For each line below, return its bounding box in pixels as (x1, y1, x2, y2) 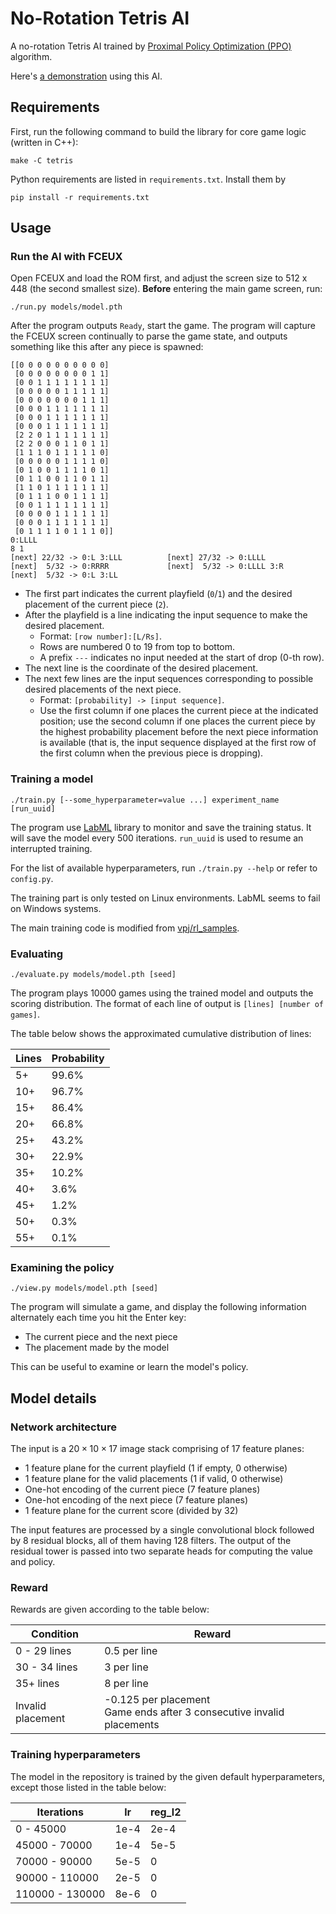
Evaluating (10, 947, 64, 961)
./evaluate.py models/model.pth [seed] (10, 970, 177, 980)
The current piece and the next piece (24, 1331, 178, 1343)
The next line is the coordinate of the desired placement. (24, 662, 259, 674)
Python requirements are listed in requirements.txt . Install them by (10, 173, 287, 185)
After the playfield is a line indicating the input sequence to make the (24, 609, 308, 621)
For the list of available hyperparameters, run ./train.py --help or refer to (10, 862, 318, 874)
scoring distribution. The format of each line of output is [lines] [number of (10, 998, 325, 1010)
